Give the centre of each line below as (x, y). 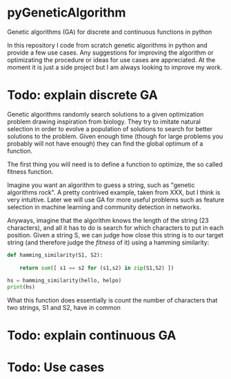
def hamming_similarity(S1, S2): (55, 255)
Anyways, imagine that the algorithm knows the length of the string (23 (108, 220)
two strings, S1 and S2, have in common (64, 308)
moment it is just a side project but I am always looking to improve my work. (115, 67)
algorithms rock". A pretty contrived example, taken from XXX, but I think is (114, 192)
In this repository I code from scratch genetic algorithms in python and (108, 45)
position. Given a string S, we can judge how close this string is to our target (115, 235)
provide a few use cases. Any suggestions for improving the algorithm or (110, 52)
